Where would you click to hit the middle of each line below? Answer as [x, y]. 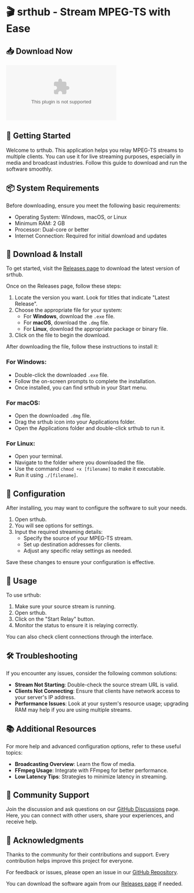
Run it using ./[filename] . [46, 475]
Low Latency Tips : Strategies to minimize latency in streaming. [91, 776]
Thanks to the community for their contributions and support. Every [88, 855]
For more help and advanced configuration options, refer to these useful [93, 746]
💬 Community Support [48, 795]
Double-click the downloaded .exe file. [61, 375]
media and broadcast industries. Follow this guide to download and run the [96, 162]
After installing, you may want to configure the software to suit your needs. [96, 508]
